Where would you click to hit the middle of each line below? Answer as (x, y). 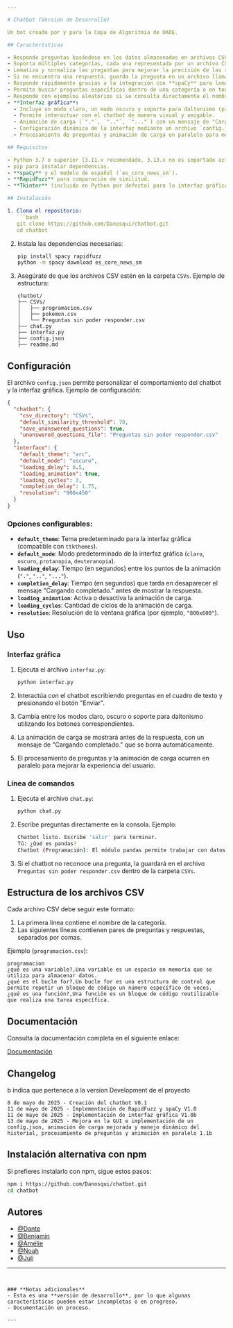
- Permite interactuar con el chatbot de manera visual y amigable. (114, 115)
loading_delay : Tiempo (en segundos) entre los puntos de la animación (119, 568)
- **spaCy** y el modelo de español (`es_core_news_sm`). (93, 173)
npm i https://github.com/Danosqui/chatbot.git (77, 1184)
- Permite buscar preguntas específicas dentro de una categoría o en (111, 90)
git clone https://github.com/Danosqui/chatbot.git (93, 224)
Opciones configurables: (50, 524)
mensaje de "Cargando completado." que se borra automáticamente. (116, 745)
